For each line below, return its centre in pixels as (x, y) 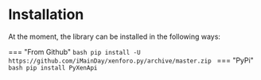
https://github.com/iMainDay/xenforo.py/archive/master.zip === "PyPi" (131, 60)
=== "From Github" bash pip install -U (74, 51)
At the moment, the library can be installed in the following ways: (115, 36)
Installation (46, 15)
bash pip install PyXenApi (53, 68)
